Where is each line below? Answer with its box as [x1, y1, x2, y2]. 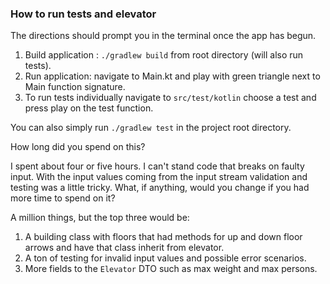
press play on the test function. [24, 102, 154, 114]
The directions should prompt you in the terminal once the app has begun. [10, 30, 317, 42]
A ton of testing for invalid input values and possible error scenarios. [24, 252, 307, 264]
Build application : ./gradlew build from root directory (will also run [24, 49, 304, 61]
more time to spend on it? [10, 192, 116, 204]
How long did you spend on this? [10, 141, 146, 153]
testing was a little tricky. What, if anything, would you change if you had [10, 182, 310, 194]
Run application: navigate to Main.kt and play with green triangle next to [24, 70, 321, 82]
